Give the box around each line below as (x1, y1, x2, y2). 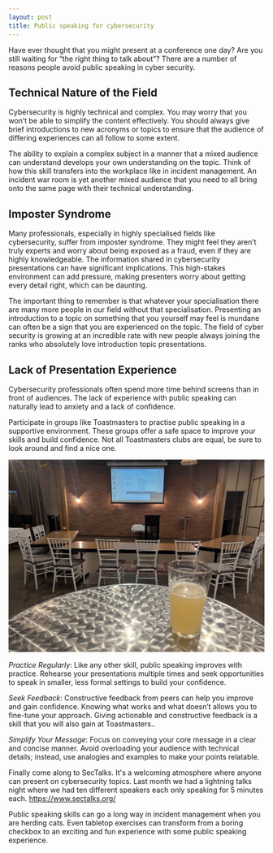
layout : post (8, 13, 53, 21)
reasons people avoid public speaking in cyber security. (8, 62, 196, 72)
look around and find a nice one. (8, 443, 117, 452)
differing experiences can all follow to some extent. (8, 133, 180, 143)
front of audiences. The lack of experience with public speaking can (8, 392, 237, 402)
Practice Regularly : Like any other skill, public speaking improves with (8, 660, 242, 670)
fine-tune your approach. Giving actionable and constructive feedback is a (8, 711, 258, 721)
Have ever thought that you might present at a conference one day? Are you (8, 45, 263, 54)
